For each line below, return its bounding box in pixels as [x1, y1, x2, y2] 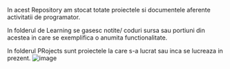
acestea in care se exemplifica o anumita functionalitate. [7, 33, 168, 42]
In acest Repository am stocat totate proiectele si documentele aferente [7, 6, 211, 14]
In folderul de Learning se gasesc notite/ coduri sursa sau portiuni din [7, 27, 205, 34]
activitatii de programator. [7, 13, 81, 21]
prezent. [7, 54, 31, 62]
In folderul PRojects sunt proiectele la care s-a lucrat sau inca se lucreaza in [7, 47, 223, 55]
